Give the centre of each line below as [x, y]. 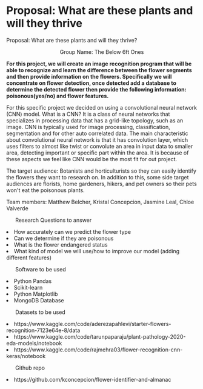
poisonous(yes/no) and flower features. [58, 96]
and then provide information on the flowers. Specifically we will [89, 76]
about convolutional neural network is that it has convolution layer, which [97, 139]
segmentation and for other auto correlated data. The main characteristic [98, 133]
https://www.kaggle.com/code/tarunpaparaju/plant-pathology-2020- [100, 336]
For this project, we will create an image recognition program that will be [99, 64]
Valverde [17, 208]
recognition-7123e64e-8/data [43, 330]
